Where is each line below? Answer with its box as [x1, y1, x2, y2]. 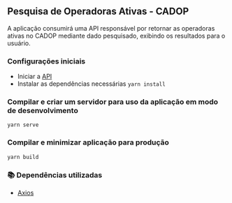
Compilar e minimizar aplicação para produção [7, 137, 169, 147]
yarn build [7, 153, 39, 160]
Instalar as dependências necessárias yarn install [17, 80, 166, 88]
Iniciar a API [17, 73, 52, 81]
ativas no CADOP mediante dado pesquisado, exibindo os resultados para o [7, 31, 226, 40]
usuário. [7, 38, 31, 47]
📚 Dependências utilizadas [7, 170, 103, 180]
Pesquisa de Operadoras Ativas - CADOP [7, 6, 189, 17]
